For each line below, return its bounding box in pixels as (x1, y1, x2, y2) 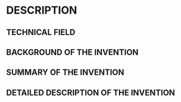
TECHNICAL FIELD (6, 27, 76, 37)
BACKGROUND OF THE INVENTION (6, 47, 139, 57)
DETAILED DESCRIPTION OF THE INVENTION (6, 87, 176, 98)
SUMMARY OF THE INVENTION (6, 68, 124, 78)
